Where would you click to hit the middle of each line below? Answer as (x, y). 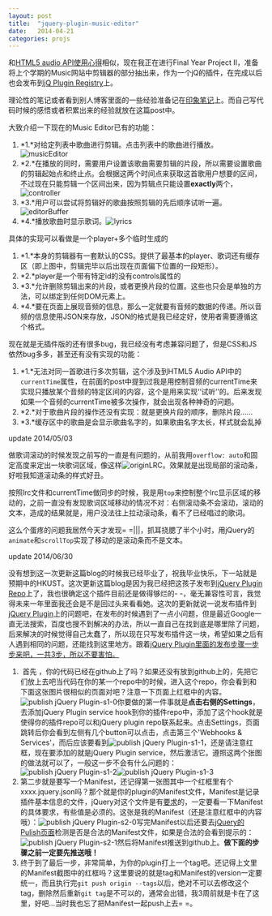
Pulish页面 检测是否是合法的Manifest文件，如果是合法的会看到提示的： (137, 832)
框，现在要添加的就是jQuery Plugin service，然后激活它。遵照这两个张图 (141, 753)
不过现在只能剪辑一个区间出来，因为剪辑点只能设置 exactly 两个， (128, 184)
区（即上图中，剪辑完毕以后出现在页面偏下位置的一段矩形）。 (121, 266)
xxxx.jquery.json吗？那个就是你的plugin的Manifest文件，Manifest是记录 (140, 792)
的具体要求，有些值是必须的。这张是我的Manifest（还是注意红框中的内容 (141, 812)
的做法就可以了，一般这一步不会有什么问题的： (98, 763)
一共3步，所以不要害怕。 (78, 655)
